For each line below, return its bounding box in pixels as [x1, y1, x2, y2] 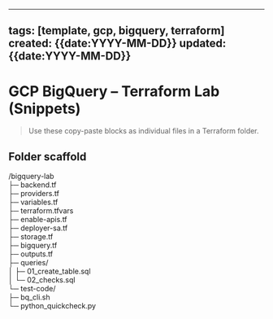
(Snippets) [8, 99, 81, 118]
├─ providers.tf [8, 189, 59, 199]
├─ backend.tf [8, 180, 57, 190]
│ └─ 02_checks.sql [8, 275, 76, 285]
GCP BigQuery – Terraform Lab [8, 82, 220, 100]
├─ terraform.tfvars [8, 206, 74, 216]
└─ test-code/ [8, 284, 56, 294]
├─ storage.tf [8, 232, 54, 242]
